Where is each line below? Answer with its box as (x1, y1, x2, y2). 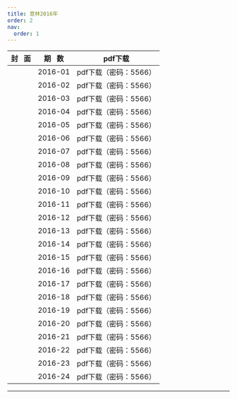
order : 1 (13, 30, 39, 37)
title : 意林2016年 (7, 10, 59, 18)
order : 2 (7, 17, 33, 24)
